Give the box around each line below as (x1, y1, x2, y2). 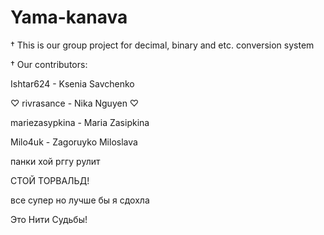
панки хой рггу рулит (10, 155, 101, 167)
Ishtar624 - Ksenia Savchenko (10, 77, 135, 90)
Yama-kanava (10, 6, 128, 29)
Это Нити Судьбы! (10, 213, 88, 225)
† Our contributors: (10, 58, 88, 70)
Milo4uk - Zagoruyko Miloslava (10, 136, 138, 148)
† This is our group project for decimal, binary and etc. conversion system (10, 39, 315, 51)
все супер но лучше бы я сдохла (10, 194, 150, 206)
